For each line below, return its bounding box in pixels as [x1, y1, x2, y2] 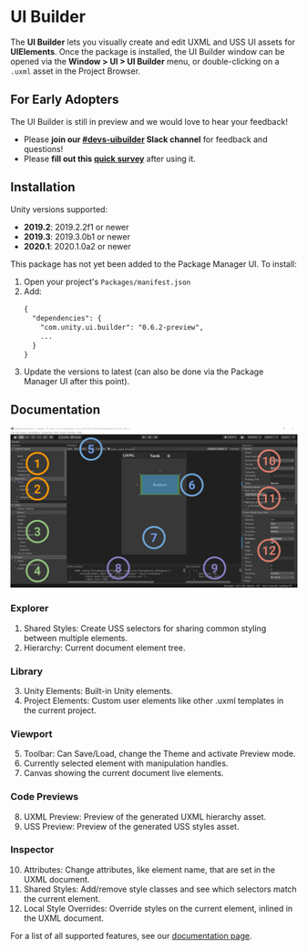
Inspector [10, 843, 55, 856]
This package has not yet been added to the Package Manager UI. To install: [10, 258, 297, 270]
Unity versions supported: [10, 203, 108, 215]
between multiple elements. [23, 632, 128, 643]
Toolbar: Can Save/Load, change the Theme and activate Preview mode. [23, 749, 296, 760]
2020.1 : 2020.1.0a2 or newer [23, 240, 131, 251]
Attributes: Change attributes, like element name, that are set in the [23, 863, 276, 875]
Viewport [10, 727, 53, 740]
